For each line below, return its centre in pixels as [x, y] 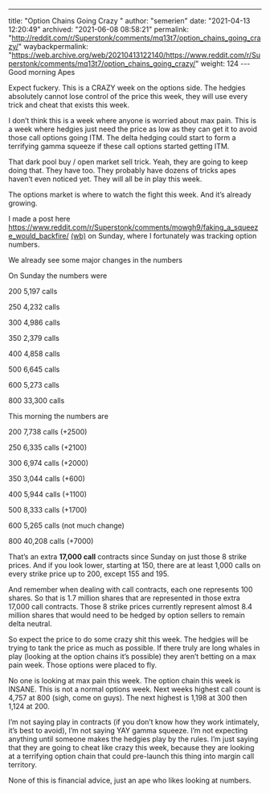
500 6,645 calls [34, 369]
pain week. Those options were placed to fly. [83, 665]
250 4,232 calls [34, 307]
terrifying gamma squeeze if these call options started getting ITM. [119, 146]
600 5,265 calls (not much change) [66, 525]
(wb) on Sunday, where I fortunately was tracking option [164, 236]
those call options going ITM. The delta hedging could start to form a [122, 137]
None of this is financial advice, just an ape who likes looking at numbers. [130, 780]
